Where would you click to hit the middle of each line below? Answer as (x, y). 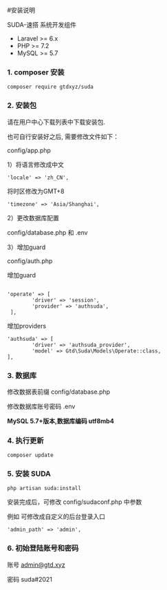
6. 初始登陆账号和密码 (43, 548)
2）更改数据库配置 (33, 218)
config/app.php (29, 150)
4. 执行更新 (25, 441)
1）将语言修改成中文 (35, 165)
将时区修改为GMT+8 (36, 191)
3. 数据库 (22, 375)
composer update (30, 455)
